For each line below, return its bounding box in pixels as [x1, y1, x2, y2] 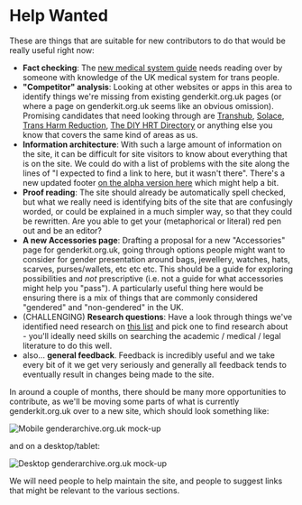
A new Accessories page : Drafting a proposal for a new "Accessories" [22, 234, 286, 245]
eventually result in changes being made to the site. [22, 369, 215, 380]
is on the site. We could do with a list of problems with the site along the [22, 158, 290, 169]
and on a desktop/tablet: [9, 440, 101, 451]
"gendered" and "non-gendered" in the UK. [22, 301, 185, 312]
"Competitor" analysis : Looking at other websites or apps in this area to [22, 81, 293, 92]
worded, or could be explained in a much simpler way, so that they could [22, 206, 293, 216]
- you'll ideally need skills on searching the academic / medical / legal [22, 330, 281, 341]
